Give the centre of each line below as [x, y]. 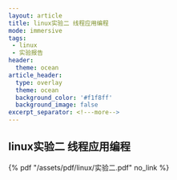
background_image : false [57, 105]
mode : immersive [35, 30]
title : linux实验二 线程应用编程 [59, 23]
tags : [17, 38]
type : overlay [39, 82]
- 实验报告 [28, 53]
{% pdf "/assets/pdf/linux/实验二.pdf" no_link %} [89, 167]
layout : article [35, 16]
